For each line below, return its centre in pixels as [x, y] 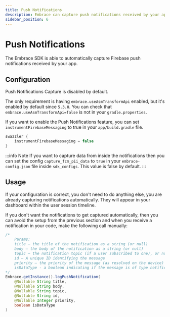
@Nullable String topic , [40, 291]
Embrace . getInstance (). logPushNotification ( [53, 277]
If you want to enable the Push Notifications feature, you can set [72, 122]
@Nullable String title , [40, 282]
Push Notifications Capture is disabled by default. [57, 92]
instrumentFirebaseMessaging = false [54, 141]
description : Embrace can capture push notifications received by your [82, 15]
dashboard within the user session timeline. [51, 205]
